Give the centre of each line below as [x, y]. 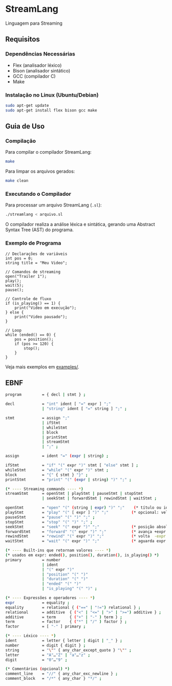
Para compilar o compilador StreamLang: [49, 152]
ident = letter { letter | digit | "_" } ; [64, 641]
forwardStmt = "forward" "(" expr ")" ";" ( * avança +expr [86, 532]
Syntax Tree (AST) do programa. [40, 230]
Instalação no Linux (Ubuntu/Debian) [52, 95]
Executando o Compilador [38, 194]
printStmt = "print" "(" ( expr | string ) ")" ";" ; [68, 479]
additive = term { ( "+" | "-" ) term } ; [64, 617]
